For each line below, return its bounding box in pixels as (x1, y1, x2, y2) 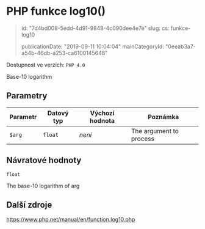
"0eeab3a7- (165, 43, 196, 50)
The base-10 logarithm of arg (6, 182, 80, 189)
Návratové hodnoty (6, 155, 82, 165)
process (131, 134, 154, 143)
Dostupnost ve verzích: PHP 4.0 (6, 61, 85, 68)
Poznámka (147, 112, 179, 121)
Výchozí (90, 109, 115, 117)
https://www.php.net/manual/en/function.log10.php (6, 216, 135, 224)
